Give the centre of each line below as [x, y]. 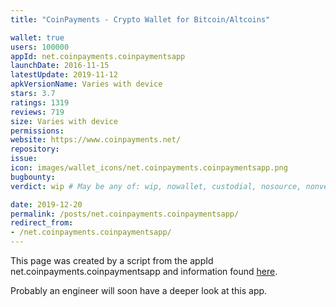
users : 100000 [40, 47]
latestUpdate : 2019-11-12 [64, 75]
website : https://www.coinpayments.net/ [96, 140]
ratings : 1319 [40, 102]
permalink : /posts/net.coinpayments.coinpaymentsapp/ [125, 214]
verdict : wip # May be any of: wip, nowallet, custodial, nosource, [156, 186]
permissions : [37, 131]
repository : [35, 149]
